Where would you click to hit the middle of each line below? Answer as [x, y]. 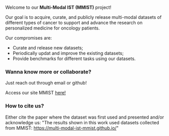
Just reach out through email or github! [46, 83]
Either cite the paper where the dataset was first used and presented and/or [84, 117]
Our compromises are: [29, 38]
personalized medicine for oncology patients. [53, 28]
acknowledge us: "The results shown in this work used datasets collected [82, 122]
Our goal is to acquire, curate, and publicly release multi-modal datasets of [83, 17]
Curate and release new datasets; [48, 48]
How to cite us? [25, 106]
